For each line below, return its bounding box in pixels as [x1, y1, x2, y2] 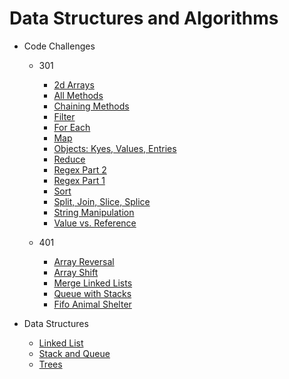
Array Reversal [53, 255, 115, 267]
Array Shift [53, 266, 99, 278]
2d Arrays [53, 78, 95, 91]
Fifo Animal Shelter [53, 298, 132, 310]
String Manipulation [53, 206, 135, 218]
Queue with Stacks [53, 287, 132, 299]
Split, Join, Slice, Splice [53, 195, 151, 207]
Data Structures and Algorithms [9, 7, 279, 30]
